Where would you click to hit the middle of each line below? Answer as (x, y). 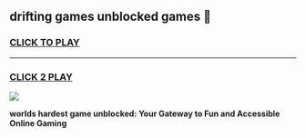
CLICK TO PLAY (45, 43)
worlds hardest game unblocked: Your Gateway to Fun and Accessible (145, 113)
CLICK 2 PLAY (41, 76)
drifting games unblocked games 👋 (111, 17)
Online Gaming (38, 123)
